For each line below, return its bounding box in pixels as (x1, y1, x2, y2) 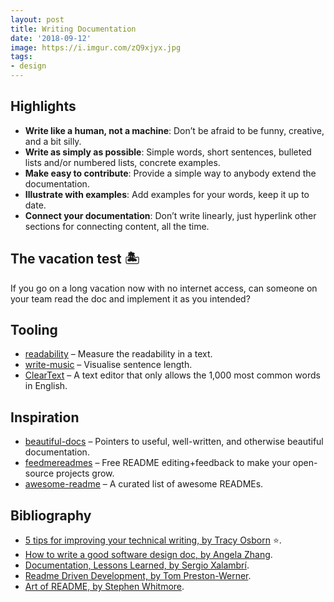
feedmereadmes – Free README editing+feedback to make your (24, 457, 291, 469)
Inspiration (10, 409, 80, 426)
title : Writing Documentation (10, 24, 137, 34)
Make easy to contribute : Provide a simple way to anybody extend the (24, 167, 317, 179)
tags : (10, 52, 33, 62)
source (24, 467, 55, 480)
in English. (24, 380, 68, 392)
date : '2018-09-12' (10, 33, 92, 43)
